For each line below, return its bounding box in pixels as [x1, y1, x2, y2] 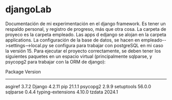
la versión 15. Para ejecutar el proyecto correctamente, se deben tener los [5, 48, 161, 54]
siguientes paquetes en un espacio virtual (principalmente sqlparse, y [5, 53, 153, 59]
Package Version [5, 68, 41, 75]
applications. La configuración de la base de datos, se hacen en [5, 37, 140, 43]
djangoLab [5, 4, 52, 15]
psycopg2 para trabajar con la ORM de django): [5, 58, 106, 65]
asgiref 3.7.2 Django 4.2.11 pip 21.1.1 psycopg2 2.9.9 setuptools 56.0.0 [5, 83, 151, 89]
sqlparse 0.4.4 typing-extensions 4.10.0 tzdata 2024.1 [5, 89, 118, 95]
